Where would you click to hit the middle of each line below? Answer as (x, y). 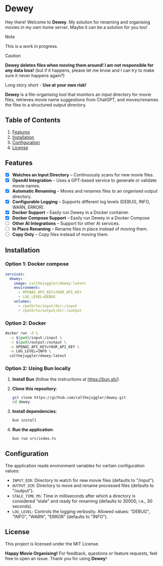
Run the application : (33, 430)
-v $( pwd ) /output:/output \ (38, 342)
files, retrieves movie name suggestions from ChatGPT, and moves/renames (82, 99)
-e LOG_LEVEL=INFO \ (30, 351)
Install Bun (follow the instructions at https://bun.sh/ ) (65, 379)
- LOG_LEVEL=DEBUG (37, 297)
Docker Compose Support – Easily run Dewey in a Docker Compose (81, 218)
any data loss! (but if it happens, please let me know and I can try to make (80, 70)
